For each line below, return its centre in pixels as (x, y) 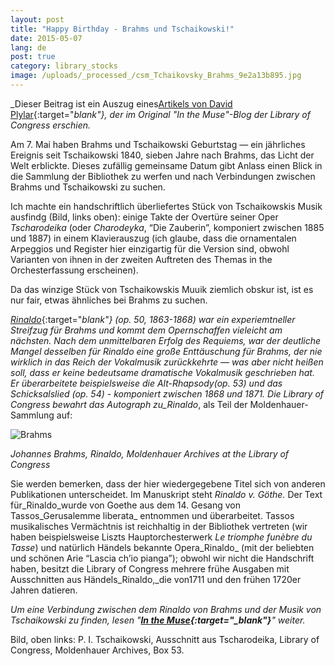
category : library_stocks (64, 66)
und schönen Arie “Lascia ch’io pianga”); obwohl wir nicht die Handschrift (162, 558)
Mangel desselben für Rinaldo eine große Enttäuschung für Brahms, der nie (166, 351)
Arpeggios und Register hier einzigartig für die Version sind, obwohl (150, 248)
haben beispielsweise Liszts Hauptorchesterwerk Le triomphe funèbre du (161, 537)
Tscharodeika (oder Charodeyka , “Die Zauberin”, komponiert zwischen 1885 (167, 227)
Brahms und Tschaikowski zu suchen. (88, 187)
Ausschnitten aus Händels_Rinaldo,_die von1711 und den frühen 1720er (156, 579)
